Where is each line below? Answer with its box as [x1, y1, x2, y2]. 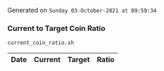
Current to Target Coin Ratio [7, 23, 106, 33]
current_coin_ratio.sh [7, 39, 74, 46]
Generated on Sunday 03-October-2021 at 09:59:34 [7, 6, 157, 14]
